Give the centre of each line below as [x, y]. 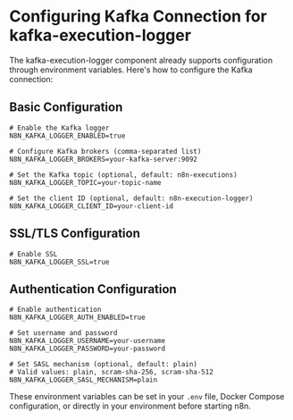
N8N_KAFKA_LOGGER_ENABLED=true [67, 136]
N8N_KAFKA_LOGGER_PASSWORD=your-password [88, 349]
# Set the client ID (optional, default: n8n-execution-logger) [131, 198]
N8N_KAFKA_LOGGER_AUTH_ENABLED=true [77, 318]
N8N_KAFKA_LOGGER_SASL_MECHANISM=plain [84, 380]
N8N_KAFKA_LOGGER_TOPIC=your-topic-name [86, 182]
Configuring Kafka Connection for [138, 17]
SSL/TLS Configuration [75, 234]
